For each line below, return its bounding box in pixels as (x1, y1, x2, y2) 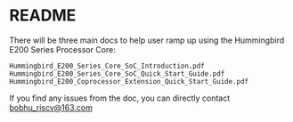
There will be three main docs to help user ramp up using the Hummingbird (9, 35, 285, 45)
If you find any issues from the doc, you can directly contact (9, 93, 230, 103)
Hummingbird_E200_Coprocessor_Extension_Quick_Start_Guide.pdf (9, 77, 249, 85)
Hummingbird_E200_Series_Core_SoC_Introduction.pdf (9, 61, 205, 70)
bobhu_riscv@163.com (9, 102, 94, 112)
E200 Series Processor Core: (9, 44, 116, 54)
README (9, 5, 77, 26)
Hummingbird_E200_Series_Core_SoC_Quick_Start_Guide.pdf (9, 69, 225, 78)
